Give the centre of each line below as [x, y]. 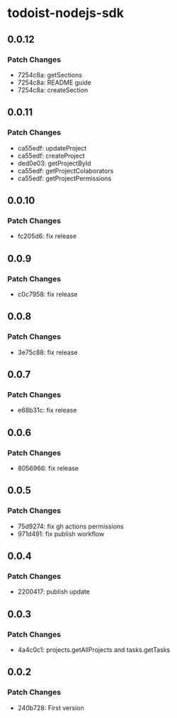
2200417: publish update [54, 592]
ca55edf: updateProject [52, 148]
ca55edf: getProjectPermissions [64, 178]
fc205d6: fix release [47, 236]
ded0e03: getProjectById [54, 163]
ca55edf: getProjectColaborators [65, 170]
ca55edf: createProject [51, 156]
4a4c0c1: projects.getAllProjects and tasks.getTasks [94, 650]
